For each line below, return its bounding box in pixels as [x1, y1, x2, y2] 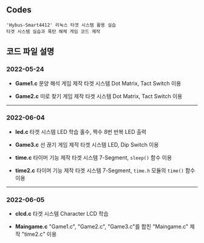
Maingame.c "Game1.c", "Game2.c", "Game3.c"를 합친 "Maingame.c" [15, 223, 189, 230]
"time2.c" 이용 [21, 230, 57, 238]
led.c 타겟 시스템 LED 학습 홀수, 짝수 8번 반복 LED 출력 [15, 128, 147, 135]
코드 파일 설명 [6, 47, 55, 57]
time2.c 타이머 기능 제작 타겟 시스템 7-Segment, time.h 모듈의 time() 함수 [15, 167, 195, 174]
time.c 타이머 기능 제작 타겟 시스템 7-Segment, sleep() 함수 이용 [15, 154, 172, 161]
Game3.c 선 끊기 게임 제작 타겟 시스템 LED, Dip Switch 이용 [15, 141, 159, 148]
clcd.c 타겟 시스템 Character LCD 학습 [15, 210, 109, 218]
